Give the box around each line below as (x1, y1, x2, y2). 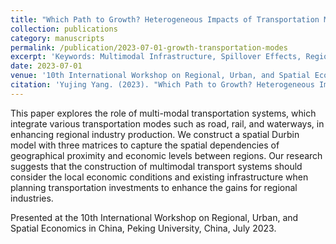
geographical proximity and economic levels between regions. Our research (10, 149, 323, 161)
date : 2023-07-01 (10, 61, 83, 71)
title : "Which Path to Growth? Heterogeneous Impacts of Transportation (10, 14, 320, 25)
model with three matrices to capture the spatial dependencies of (10, 139, 280, 151)
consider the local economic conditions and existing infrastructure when (10, 171, 309, 183)
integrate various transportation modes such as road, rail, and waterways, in (10, 117, 325, 130)
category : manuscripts (10, 33, 105, 43)
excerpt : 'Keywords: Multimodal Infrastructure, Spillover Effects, (10, 52, 302, 62)
